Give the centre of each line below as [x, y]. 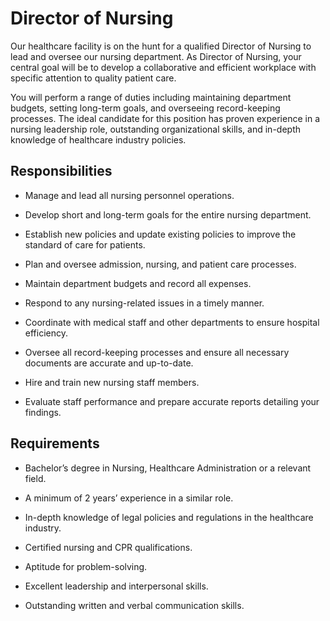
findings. [43, 412]
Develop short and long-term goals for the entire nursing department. [168, 214]
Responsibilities [61, 171]
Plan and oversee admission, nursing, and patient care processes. [160, 264]
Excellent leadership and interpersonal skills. [116, 586]
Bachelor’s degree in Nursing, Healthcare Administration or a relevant [168, 468]
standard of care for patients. [85, 244]
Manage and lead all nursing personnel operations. [129, 195]
